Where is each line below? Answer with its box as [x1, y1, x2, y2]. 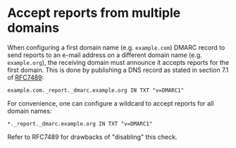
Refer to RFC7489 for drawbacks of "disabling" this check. [7, 132, 178, 141]
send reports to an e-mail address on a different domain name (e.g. [7, 51, 202, 59]
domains [7, 20, 60, 36]
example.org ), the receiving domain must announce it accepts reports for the [7, 58, 230, 66]
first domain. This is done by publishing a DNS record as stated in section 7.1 [7, 66, 229, 74]
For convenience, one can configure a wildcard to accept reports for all [7, 99, 214, 107]
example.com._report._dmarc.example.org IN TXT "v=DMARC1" [7, 87, 185, 94]
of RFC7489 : [7, 73, 44, 82]
